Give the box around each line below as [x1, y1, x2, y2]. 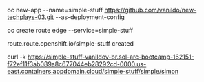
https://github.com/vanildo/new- [104, 6, 197, 14]
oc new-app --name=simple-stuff [7, 6, 103, 14]
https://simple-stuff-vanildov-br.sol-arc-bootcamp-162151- [27, 53, 194, 61]
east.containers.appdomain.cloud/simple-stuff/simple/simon [7, 68, 179, 75]
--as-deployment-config [54, 13, 125, 21]
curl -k [7, 53, 26, 61]
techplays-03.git [7, 13, 54, 21]
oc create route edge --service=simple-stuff [7, 27, 134, 34]
